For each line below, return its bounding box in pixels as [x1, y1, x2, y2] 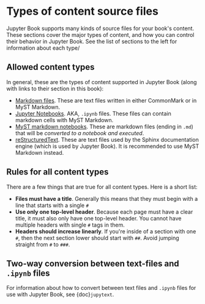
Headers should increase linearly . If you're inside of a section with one [15, 227, 196, 235]
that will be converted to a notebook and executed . [15, 129, 144, 136]
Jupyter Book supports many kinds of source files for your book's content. [6, 25, 195, 32]
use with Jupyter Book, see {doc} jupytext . [6, 290, 114, 298]
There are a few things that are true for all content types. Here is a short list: [6, 183, 198, 190]
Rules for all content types [6, 167, 109, 177]
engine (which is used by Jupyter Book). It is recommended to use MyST [15, 142, 199, 150]
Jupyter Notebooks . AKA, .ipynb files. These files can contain [15, 109, 171, 117]
